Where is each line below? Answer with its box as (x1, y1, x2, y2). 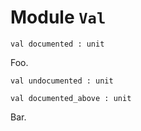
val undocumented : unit (10, 76, 114, 86)
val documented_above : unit (10, 93, 132, 103)
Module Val (10, 6, 107, 29)
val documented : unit (10, 39, 105, 49)
